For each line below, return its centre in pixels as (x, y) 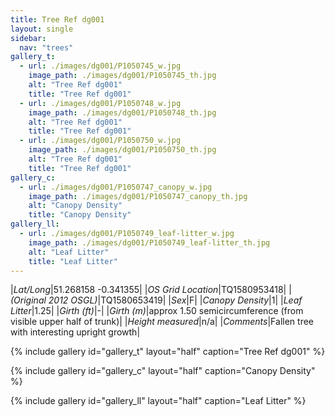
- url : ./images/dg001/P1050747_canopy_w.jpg (116, 187)
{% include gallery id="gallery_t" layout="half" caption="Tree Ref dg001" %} (168, 352)
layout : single (42, 29)
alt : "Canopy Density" (75, 206)
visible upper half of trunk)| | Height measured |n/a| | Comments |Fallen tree (162, 322)
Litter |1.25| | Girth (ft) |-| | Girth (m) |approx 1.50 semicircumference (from (157, 311)
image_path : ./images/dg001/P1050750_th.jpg (122, 150)
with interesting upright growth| (75, 332)
